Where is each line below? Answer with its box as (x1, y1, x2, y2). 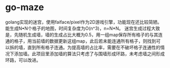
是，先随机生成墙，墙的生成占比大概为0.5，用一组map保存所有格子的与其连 (5, 31, 163, 38)
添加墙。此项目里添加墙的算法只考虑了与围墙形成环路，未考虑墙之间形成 (14, 50, 165, 57)
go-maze (5, 2, 44, 13)
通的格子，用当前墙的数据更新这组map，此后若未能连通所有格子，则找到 (5, 38, 156, 44)
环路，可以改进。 (5, 57, 41, 63)
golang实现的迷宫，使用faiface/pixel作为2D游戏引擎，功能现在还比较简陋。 (5, 19, 162, 25)
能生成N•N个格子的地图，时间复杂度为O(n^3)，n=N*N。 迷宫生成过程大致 (5, 25, 160, 31)
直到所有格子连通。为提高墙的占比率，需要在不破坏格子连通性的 (27, 44, 160, 50)
